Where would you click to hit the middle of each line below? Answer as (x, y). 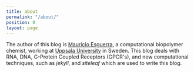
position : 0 (21, 22)
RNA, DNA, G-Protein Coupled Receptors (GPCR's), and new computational (98, 57)
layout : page (22, 28)
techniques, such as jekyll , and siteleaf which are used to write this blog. (94, 63)
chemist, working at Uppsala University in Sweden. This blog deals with (93, 51)
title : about (22, 11)
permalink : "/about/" (33, 17)
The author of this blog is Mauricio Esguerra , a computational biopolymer (95, 44)
